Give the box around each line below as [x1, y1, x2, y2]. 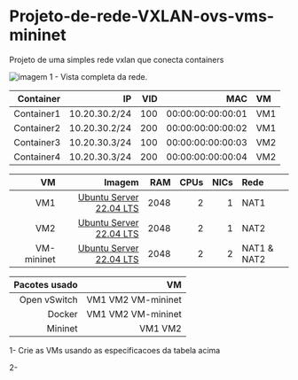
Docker [47, 307, 78, 320]
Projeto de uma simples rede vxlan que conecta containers [9, 54, 224, 65]
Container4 [13, 151, 61, 163]
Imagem [104, 175, 139, 188]
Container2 [13, 121, 61, 134]
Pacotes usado [13, 278, 78, 291]
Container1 [13, 107, 61, 120]
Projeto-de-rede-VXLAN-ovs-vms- [9, 6, 275, 27]
